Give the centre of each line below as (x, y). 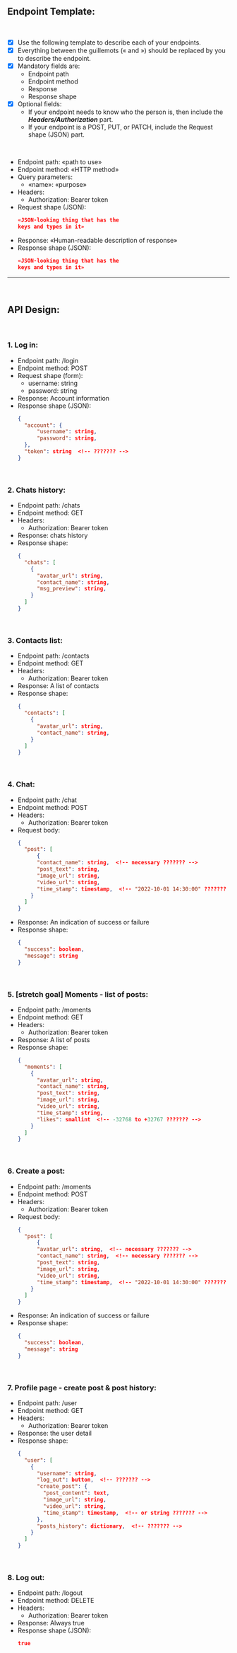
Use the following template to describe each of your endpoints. (109, 42)
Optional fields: (39, 104)
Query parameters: (45, 177)
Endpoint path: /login (48, 360)
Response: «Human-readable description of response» (97, 240)
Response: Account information (63, 398)
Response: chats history (53, 536)
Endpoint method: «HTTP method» (68, 170)
